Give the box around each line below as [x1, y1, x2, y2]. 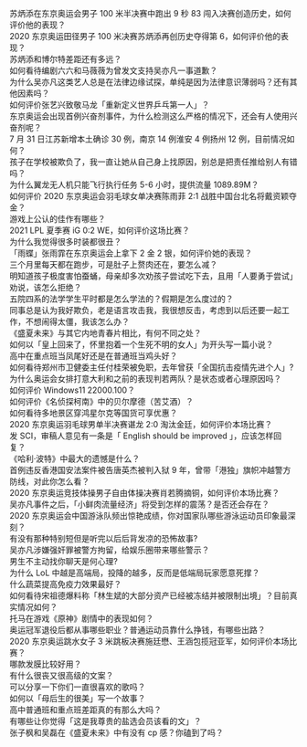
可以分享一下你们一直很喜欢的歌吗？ [9, 681, 146, 692]
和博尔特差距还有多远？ [33, 54, 122, 64]
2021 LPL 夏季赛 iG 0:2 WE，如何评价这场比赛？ [9, 225, 190, 236]
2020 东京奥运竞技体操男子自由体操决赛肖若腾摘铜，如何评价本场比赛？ [9, 488, 281, 498]
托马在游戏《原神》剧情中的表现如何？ [9, 613, 153, 624]
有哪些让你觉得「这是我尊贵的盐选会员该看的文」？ [9, 716, 202, 726]
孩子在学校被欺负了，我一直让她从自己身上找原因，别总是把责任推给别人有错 [9, 156, 298, 167]
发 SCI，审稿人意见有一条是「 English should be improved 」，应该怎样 [9, 430, 274, 441]
